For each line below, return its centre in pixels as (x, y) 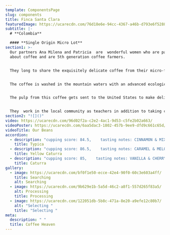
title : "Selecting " (36, 210)
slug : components (24, 15)
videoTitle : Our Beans (29, 130)
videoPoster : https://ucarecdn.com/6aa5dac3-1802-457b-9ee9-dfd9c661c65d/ (86, 125)
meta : (11, 215)
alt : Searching (30, 182)
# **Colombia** (26, 33)
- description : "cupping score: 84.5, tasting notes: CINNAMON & (83, 140)
